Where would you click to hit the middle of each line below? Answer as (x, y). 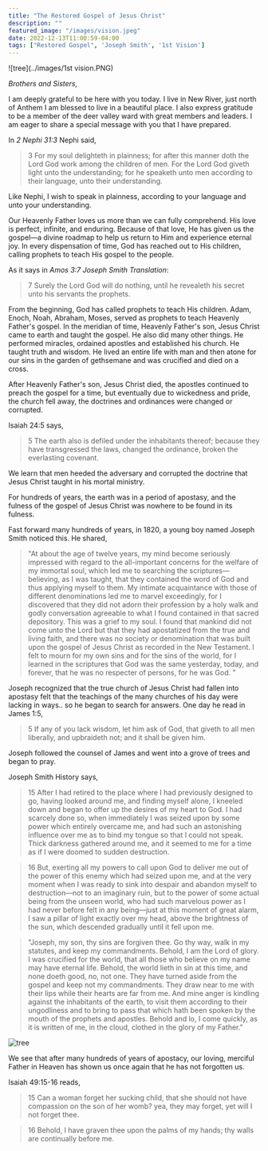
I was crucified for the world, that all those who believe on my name (139, 959)
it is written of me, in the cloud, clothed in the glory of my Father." (135, 1027)
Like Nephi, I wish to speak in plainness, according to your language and (127, 197)
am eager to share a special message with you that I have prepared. (120, 125)
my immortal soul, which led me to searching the (108, 571)
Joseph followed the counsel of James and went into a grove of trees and (129, 753)
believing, (44, 579)
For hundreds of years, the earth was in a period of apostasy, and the (122, 497)
